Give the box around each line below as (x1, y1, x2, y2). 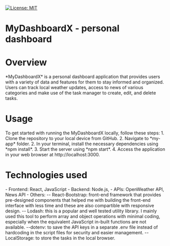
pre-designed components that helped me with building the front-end (5, 197, 151, 203)
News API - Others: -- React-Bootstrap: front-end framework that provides (5, 192, 161, 198)
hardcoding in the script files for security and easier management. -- (5, 230, 149, 235)
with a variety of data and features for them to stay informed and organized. (5, 79, 164, 85)
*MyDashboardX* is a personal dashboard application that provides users (5, 74, 160, 80)
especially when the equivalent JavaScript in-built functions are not (5, 219, 147, 225)
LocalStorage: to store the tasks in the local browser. (5, 235, 116, 241)
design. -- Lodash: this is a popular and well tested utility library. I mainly (5, 208, 157, 214)
